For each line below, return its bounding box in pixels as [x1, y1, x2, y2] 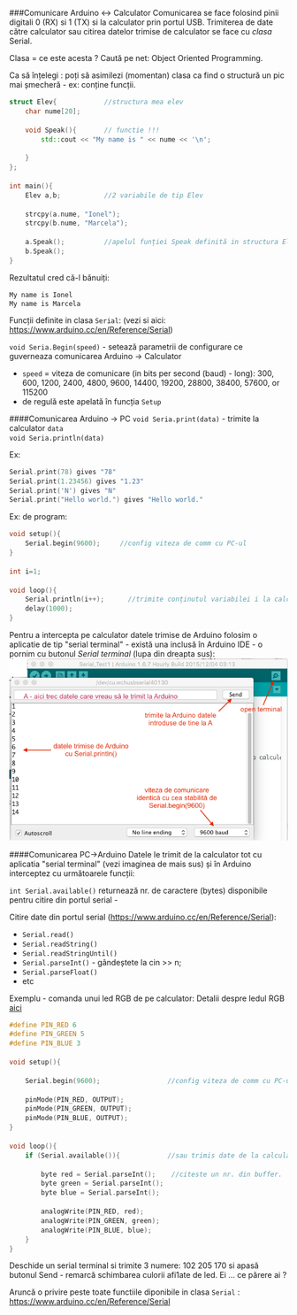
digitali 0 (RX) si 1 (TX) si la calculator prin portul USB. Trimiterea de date [9, 17, 274, 27]
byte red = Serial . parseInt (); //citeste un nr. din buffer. [41, 1170, 283, 1179]
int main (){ [9, 181, 53, 190]
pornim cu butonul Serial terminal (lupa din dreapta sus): [9, 649, 216, 658]
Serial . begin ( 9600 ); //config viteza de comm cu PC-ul [25, 539, 247, 548]
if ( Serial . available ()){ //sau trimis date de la [25, 1150, 259, 1160]
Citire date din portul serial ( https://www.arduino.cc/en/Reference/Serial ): [9, 911, 277, 922]
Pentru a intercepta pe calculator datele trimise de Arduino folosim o [9, 630, 258, 640]
